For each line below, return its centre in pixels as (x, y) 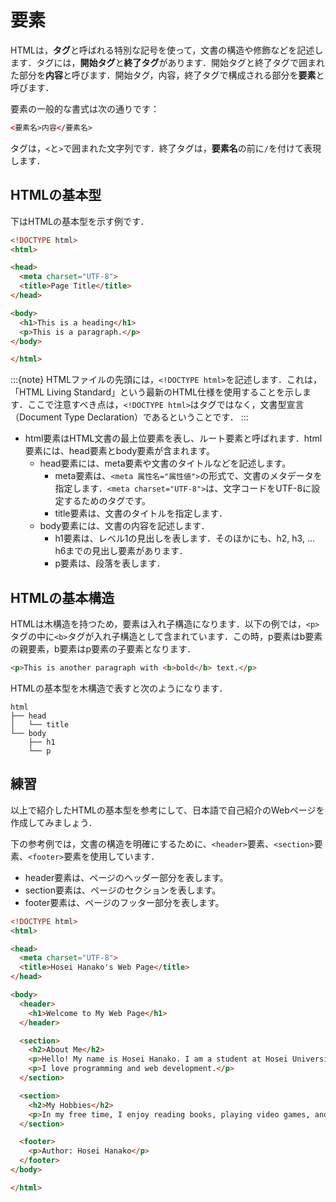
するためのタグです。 (107, 501)
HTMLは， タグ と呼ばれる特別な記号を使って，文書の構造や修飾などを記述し (167, 50)
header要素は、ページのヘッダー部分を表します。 (126, 877)
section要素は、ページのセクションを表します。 (123, 890)
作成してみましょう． (54, 822)
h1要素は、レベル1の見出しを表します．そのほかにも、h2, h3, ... (184, 538)
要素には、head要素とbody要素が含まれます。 (119, 451)
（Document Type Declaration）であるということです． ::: (129, 417)
